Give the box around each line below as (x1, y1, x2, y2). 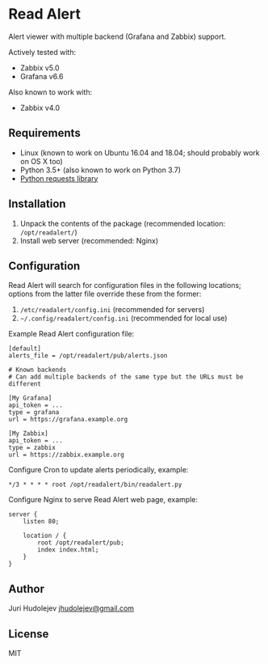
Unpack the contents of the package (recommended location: (19, 218, 226, 228)
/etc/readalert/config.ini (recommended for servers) (19, 305, 205, 315)
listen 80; (23, 518, 60, 526)
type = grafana (8, 408, 60, 417)
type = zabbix (8, 444, 57, 452)
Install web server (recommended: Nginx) (19, 235, 159, 245)
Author (8, 582, 44, 595)
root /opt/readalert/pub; (37, 539, 125, 547)
